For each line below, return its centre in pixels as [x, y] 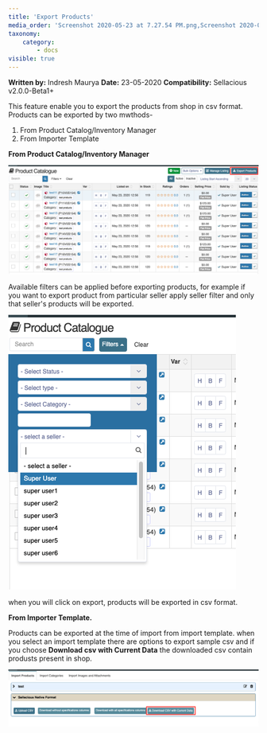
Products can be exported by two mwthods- [81, 115]
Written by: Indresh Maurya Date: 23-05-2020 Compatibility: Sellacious [128, 82]
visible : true [32, 59]
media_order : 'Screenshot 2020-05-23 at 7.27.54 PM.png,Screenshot [122, 25]
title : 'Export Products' [51, 17]
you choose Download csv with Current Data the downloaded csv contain [130, 650]
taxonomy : [25, 33]
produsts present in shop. [50, 659]
